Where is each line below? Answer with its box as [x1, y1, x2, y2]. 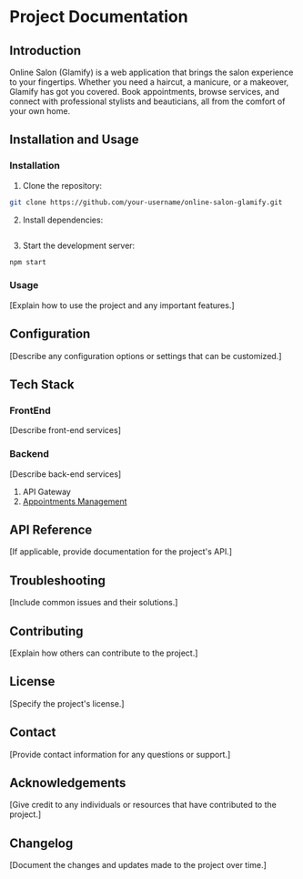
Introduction [9, 43, 82, 58]
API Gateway [22, 486, 71, 497]
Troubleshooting [9, 573, 106, 588]
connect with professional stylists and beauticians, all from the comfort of [9, 96, 286, 107]
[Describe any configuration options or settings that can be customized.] [9, 350, 282, 361]
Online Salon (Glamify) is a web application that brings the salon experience [9, 67, 294, 78]
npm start [9, 257, 47, 266]
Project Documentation [9, 6, 188, 27]
